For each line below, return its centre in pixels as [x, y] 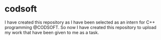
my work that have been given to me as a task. [52, 32]
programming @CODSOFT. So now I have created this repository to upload [80, 27]
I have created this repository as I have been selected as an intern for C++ [80, 22]
